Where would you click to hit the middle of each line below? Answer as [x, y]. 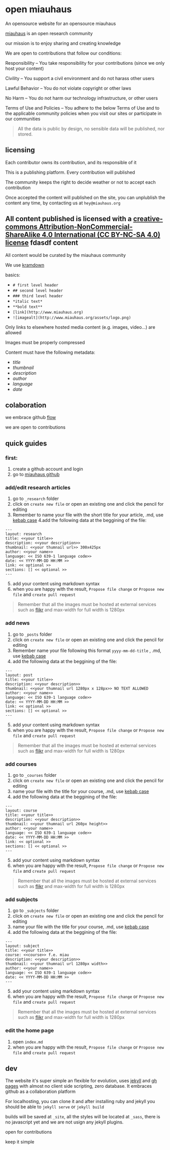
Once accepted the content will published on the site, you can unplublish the [86, 197]
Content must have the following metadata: [50, 352]
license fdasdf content [42, 243]
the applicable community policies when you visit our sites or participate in [83, 113]
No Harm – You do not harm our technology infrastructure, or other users [82, 98]
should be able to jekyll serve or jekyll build [55, 1107]
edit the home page [30, 1031]
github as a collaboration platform [41, 1091]
